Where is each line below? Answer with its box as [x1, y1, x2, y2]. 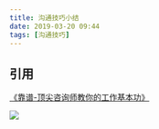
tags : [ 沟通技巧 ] [9, 30, 70, 39]
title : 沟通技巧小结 [9, 13, 79, 23]
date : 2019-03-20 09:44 [9, 22, 101, 31]
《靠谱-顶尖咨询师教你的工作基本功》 [9, 92, 150, 103]
